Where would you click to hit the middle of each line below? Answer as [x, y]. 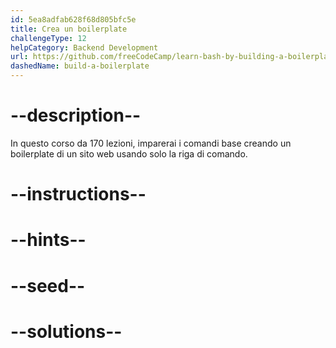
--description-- [76, 115]
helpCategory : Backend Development [84, 47]
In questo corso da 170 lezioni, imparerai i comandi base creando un [151, 143]
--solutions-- [66, 331]
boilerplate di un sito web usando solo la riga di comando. [129, 153]
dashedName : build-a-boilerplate [80, 66]
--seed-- [48, 285]
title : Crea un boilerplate [69, 29]
